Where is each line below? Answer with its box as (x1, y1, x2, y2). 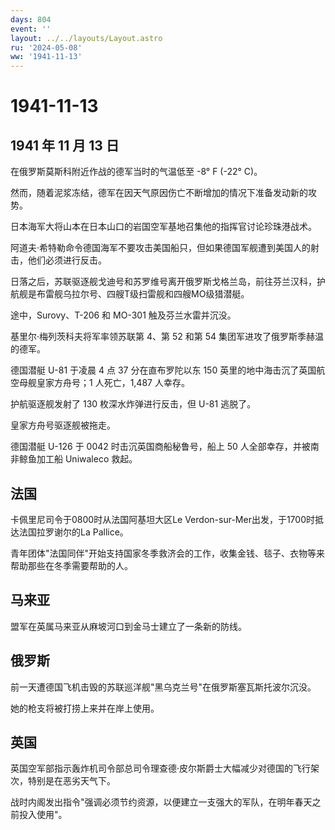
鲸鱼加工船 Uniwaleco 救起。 (18, 453, 138, 465)
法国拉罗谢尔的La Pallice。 (18, 526, 129, 538)
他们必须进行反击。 (27, 254, 107, 266)
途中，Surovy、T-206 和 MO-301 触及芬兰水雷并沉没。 (10, 309, 237, 321)
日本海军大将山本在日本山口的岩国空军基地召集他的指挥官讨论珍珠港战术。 (10, 221, 317, 233)
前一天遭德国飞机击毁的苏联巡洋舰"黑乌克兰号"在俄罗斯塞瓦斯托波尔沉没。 (10, 681, 317, 693)
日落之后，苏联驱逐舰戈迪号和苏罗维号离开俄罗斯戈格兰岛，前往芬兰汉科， (10, 276, 317, 288)
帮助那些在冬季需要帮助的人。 (10, 559, 133, 571)
